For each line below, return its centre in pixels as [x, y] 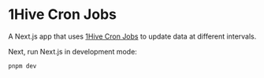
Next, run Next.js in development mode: [73, 51]
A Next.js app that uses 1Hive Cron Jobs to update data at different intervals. [132, 36]
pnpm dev [22, 66]
